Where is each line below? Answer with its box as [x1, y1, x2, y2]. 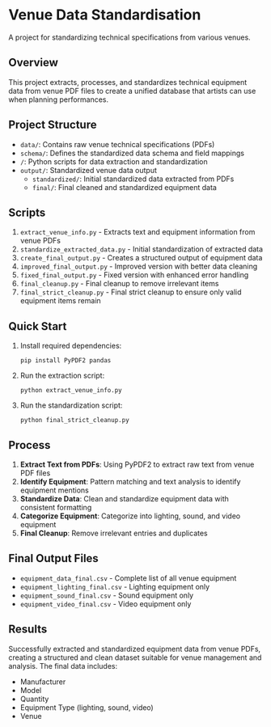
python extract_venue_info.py [19, 387, 123, 395]
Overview [8, 56, 59, 70]
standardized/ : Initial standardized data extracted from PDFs [32, 174, 235, 184]
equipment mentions [19, 485, 89, 495]
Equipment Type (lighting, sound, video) [19, 702, 154, 712]
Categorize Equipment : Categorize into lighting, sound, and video [19, 511, 241, 521]
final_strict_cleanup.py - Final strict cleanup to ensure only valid [19, 287, 242, 297]
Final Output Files [8, 552, 99, 565]
